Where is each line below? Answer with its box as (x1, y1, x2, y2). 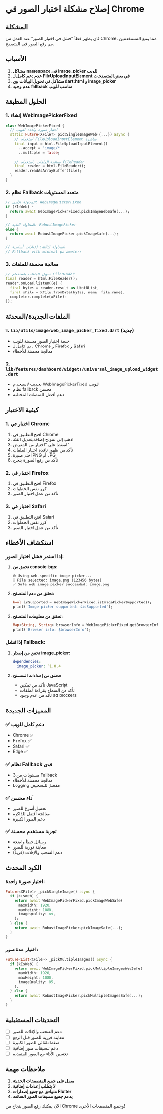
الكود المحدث (5, 863, 42, 872)
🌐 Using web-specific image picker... (12, 573, 92, 579)
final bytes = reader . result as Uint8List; (10, 285, 99, 290)
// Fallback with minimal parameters (5, 249, 82, 254)
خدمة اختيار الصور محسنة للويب (12, 338, 70, 344)
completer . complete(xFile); (10, 294, 67, 299)
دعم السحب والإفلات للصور (12, 1028, 62, 1035)
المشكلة (5, 23, 28, 31)
